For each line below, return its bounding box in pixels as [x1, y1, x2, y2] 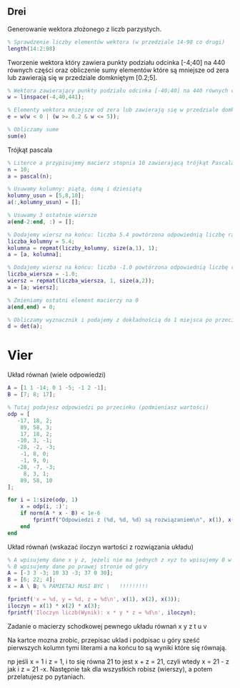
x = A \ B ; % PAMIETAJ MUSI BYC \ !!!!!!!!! [7, 583, 149, 590]
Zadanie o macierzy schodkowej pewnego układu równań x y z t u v [7, 622, 207, 630]
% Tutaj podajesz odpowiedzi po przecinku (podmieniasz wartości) [7, 404, 209, 411]
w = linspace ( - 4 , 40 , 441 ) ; [7, 93, 84, 101]
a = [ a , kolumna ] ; [7, 251, 62, 258]
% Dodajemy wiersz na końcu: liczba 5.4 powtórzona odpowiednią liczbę [7, 231, 225, 238]
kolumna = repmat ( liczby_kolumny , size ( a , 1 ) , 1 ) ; [7, 244, 159, 252]
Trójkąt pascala [7, 146, 53, 154]
